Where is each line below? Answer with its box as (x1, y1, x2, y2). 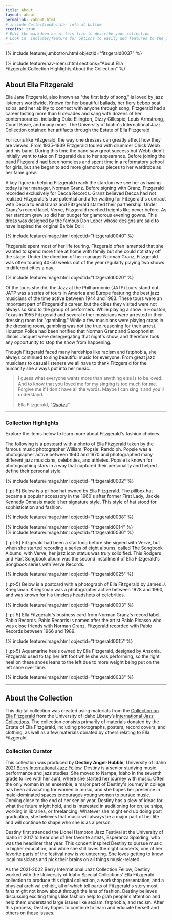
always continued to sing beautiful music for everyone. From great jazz (5, 354, 155, 361)
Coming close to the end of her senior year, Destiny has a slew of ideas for (5, 797, 163, 804)
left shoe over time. (5, 664, 46, 670)
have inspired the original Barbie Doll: (5, 223, 84, 229)
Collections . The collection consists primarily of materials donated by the (5, 718, 160, 725)
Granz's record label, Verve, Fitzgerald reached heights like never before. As (5, 206, 167, 213)
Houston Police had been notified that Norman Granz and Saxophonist (5, 328, 154, 334)
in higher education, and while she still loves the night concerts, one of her (5, 846, 163, 852)
